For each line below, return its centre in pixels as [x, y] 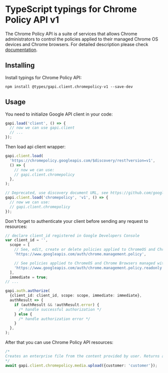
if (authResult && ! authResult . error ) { [57, 305]
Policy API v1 [32, 20]
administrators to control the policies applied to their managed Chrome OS [82, 39]
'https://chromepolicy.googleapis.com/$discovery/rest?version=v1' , [82, 160]
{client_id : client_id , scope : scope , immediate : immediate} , [76, 296]
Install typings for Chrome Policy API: [43, 77]
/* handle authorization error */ [54, 319]
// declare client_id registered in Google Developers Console [72, 236]
